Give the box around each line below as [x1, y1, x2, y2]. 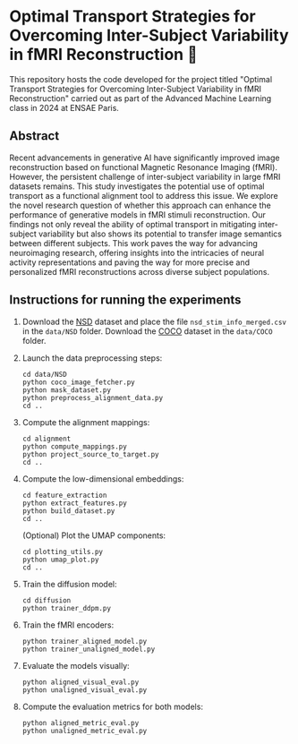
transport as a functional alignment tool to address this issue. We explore [9, 190, 279, 201]
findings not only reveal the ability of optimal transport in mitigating [9, 218, 257, 229]
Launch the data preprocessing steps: [21, 352, 163, 363]
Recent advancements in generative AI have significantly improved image [9, 152, 280, 163]
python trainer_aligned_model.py [21, 637, 148, 646]
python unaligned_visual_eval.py [21, 685, 148, 695]
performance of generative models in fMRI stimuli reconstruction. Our [9, 209, 266, 220]
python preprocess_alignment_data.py [21, 393, 164, 402]
